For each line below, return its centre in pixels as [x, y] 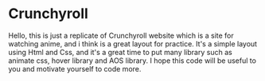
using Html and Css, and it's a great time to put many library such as [120, 52]
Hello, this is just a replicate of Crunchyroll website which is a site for [121, 35]
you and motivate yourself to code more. [75, 68]
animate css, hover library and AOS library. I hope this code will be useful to [132, 61]
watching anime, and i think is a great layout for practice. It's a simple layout [132, 43]
